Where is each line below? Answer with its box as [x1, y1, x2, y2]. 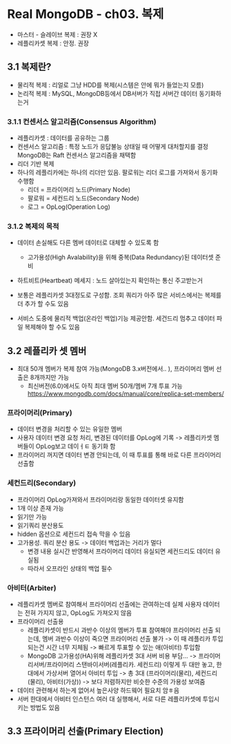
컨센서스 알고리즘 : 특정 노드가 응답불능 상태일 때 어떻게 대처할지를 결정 [17, 143, 209, 151]
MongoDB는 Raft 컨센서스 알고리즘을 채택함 [17, 151, 137, 159]
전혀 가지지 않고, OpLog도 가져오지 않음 [24, 609, 132, 617]
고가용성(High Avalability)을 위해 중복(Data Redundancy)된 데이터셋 [27, 253, 214, 262]
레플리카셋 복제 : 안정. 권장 [17, 39, 90, 47]
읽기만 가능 [17, 513, 48, 521]
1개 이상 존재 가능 [17, 504, 64, 512]
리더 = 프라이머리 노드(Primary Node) [27, 185, 131, 194]
